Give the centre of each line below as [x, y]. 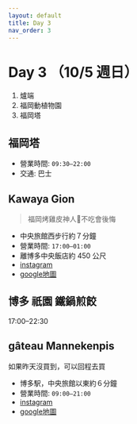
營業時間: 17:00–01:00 [55, 245]
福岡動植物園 [40, 106]
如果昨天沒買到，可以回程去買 [57, 366]
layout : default [35, 15]
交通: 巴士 [36, 173]
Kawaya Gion [42, 199]
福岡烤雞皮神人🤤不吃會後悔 [72, 218]
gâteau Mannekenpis [61, 346]
